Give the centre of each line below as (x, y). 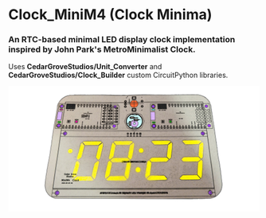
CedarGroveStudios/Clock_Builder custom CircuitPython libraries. (118, 75)
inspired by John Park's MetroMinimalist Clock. (102, 49)
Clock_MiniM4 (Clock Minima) (110, 15)
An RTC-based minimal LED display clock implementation (122, 40)
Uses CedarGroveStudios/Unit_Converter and (85, 67)
